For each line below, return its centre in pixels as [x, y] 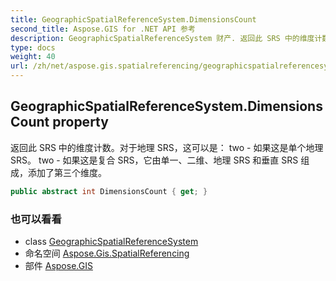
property [80, 122]
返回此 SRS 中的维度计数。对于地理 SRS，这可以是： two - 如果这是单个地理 [167, 147]
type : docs [33, 47]
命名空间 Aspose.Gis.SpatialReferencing [107, 253]
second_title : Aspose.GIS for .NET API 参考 [103, 29]
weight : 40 [33, 57]
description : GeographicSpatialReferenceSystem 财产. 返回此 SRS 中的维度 [162, 38]
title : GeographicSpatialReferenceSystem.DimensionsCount [133, 19]
